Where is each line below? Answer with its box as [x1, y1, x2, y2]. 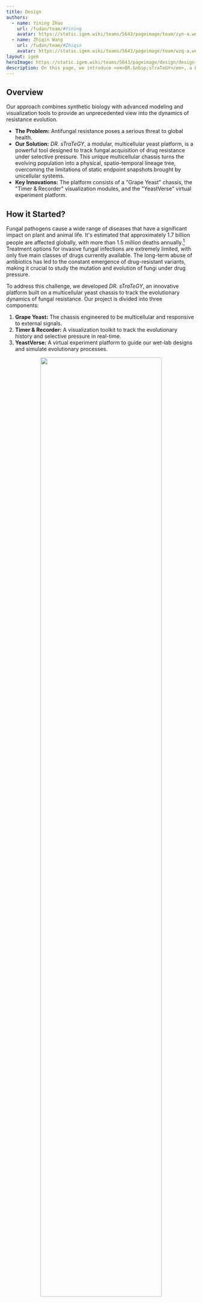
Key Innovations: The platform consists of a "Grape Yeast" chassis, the [14, 179, 192, 186]
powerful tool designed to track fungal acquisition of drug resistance [14, 147, 185, 154]
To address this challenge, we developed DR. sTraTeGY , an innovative [6, 282, 179, 290]
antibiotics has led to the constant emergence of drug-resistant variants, [6, 258, 186, 265]
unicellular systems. [14, 172, 65, 179]
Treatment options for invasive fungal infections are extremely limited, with [6, 245, 191, 252]
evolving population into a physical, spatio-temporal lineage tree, [14, 160, 176, 167]
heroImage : [6, 59, 34, 65]
